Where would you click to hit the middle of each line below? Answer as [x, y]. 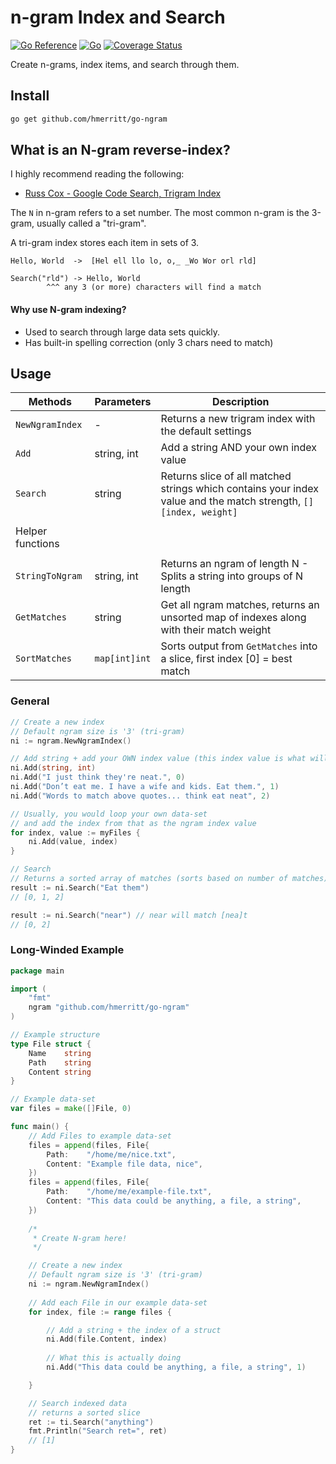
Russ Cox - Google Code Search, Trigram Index [123, 193]
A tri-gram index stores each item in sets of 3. [105, 243]
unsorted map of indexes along [233, 618]
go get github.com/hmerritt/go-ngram [89, 119]
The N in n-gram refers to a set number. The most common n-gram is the [160, 213]
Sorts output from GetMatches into [239, 646]
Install [30, 96]
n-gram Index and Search [118, 17]
